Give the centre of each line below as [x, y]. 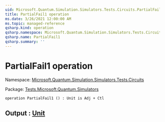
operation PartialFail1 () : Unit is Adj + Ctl [55, 98]
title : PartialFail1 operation [37, 14]
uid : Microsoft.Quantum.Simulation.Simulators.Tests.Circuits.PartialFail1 [84, 10]
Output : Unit [25, 113]
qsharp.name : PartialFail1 [33, 37]
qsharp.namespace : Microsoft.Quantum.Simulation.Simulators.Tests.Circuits [84, 32]
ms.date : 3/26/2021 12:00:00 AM [38, 19]
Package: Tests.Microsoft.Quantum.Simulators [52, 89]
